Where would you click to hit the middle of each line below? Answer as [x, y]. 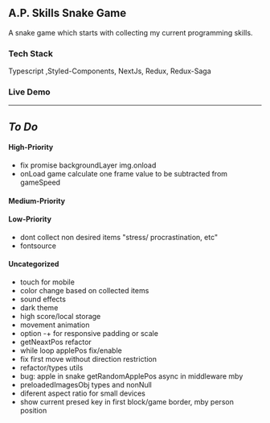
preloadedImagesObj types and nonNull [86, 385]
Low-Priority [30, 219]
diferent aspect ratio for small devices [83, 393]
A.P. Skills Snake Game [67, 13]
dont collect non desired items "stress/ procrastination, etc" [119, 237]
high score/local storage [60, 316]
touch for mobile [47, 282]
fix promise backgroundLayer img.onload [88, 165]
